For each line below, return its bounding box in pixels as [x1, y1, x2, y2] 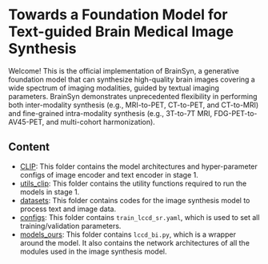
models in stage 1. [19, 186, 80, 197]
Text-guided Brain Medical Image [8, 22, 234, 41]
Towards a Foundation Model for [8, 6, 228, 24]
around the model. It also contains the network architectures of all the [19, 238, 250, 247]
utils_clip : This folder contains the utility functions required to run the [19, 178, 247, 188]
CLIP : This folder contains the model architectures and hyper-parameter [19, 162, 258, 171]
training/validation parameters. [19, 221, 122, 230]
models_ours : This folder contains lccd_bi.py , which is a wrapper [19, 230, 236, 239]
